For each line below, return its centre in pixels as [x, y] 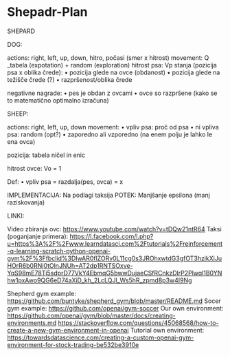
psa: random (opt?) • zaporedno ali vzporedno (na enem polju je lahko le [110, 134]
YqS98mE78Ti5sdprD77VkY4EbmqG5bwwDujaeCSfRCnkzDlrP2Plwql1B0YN [115, 273]
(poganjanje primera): [38, 236]
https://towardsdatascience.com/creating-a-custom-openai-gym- [101, 337]
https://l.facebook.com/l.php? [112, 236]
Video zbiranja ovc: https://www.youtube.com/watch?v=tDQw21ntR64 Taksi [114, 229]
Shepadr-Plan [47, 12]
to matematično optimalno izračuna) [58, 100]
